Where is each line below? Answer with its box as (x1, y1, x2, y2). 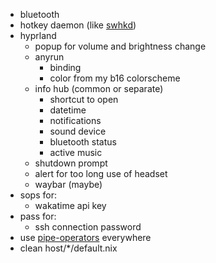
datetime (49, 104, 87, 116)
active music (49, 147, 103, 158)
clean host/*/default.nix (19, 242, 118, 254)
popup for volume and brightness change (34, 40, 207, 52)
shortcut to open (49, 94, 119, 105)
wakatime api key (34, 200, 107, 211)
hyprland (19, 30, 57, 41)
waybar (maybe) (34, 179, 103, 190)
